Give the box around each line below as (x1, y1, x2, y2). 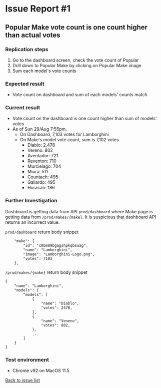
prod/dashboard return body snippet (5, 229, 79, 235)
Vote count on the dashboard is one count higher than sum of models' (12, 116, 157, 122)
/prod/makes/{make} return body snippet (5, 269, 87, 275)
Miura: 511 (27, 169, 48, 175)
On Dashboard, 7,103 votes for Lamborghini (19, 131, 109, 138)
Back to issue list (5, 377, 40, 383)
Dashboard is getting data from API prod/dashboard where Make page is (5, 208, 153, 214)
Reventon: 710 (27, 158, 56, 164)
